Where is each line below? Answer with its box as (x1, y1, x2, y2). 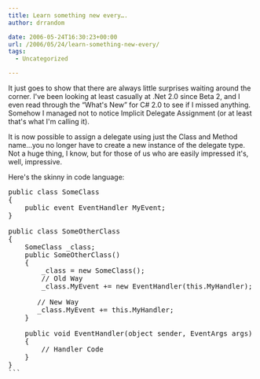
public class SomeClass (8, 188, 100, 197)
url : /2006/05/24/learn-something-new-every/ (8, 40, 159, 48)
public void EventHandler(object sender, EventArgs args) (24, 329, 253, 338)
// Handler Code (41, 345, 104, 354)
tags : (8, 48, 26, 56)
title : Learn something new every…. (8, 11, 128, 20)
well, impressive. (8, 157, 63, 166)
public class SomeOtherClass (8, 227, 120, 236)
